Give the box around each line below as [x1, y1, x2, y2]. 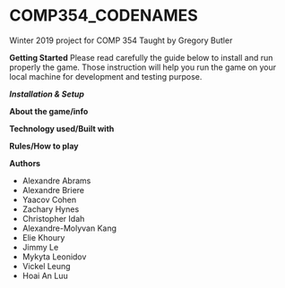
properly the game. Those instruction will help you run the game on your [9, 62, 277, 72]
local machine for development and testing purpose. [9, 71, 203, 81]
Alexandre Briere [22, 184, 85, 195]
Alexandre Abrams [22, 175, 91, 186]
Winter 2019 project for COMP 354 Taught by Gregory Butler [9, 35, 233, 46]
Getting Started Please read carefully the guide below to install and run [9, 52, 273, 63]
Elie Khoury [22, 232, 65, 242]
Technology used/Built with [9, 123, 115, 134]
